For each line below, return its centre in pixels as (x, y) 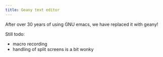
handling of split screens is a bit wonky (53, 49)
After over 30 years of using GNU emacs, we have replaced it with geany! (82, 24)
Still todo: (15, 34)
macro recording (30, 44)
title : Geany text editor (32, 10)
